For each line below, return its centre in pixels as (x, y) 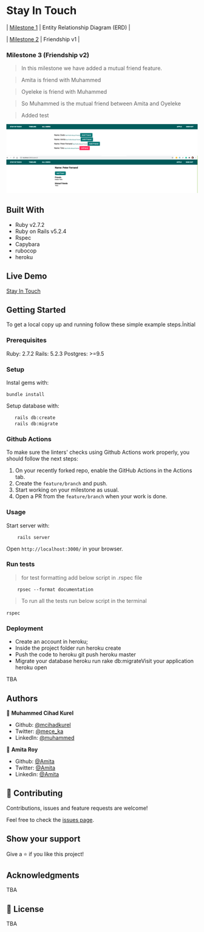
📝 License (25, 909)
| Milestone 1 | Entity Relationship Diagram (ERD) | (68, 27)
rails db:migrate (36, 423)
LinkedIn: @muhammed (45, 737)
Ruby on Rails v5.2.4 (41, 231)
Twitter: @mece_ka (39, 731)
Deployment (25, 628)
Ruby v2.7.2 (30, 224)
